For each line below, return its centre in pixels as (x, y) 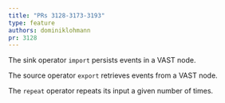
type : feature (32, 23)
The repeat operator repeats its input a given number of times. (111, 91)
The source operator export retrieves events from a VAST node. (113, 75)
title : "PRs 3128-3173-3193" (57, 15)
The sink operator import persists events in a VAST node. (103, 60)
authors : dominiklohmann (49, 30)
